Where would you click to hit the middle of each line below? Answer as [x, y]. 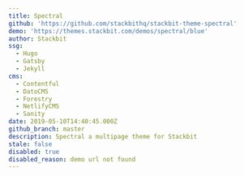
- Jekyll [30, 69]
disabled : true [34, 152]
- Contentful [38, 84]
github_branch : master [47, 129]
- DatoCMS [32, 91]
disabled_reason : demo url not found [72, 159]
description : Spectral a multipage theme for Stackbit [103, 136]
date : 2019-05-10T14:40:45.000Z [63, 122]
